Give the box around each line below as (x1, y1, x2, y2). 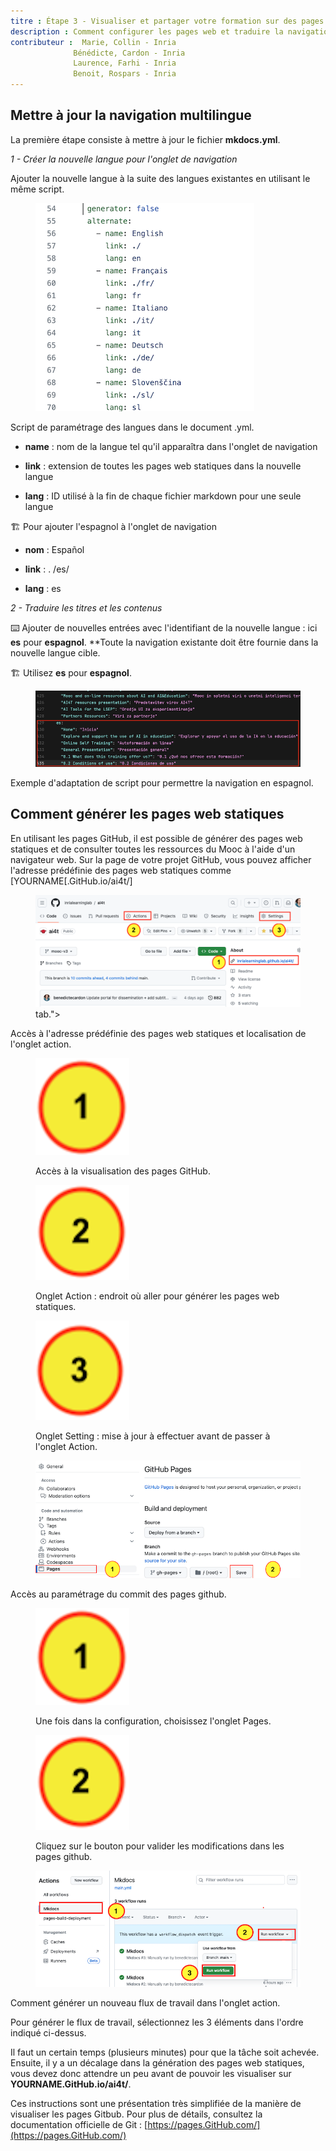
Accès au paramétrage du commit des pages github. (10, 1588, 227, 1600)
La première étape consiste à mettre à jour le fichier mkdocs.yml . (10, 133, 281, 145)
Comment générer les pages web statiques (10, 806, 285, 823)
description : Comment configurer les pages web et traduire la (10, 26, 284, 37)
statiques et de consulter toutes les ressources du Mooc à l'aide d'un (10, 843, 296, 855)
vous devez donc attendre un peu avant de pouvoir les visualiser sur (10, 2067, 292, 2079)
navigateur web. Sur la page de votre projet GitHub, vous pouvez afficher (10, 853, 312, 865)
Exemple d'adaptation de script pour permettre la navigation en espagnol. (10, 776, 314, 789)
